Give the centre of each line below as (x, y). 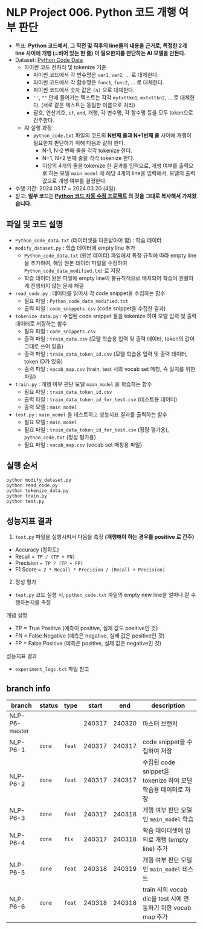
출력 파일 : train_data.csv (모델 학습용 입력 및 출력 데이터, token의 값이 (109, 338)
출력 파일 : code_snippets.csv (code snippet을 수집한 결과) (95, 308)
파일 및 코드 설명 (35, 225)
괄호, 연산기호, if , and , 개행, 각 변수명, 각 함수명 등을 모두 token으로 (113, 112)
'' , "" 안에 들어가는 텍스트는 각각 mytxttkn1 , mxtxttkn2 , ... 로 (106, 97)
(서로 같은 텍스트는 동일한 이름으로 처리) (89, 105)
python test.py (25, 501)
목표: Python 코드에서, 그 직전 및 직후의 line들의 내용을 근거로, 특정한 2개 (101, 45)
